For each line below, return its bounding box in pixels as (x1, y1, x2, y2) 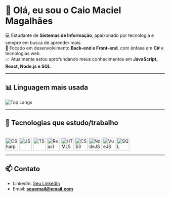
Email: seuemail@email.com (12, 186, 73, 192)
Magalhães (5, 15, 53, 27)
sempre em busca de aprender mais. (5, 39, 82, 45)
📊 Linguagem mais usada (5, 83, 89, 92)
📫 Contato (5, 164, 40, 173)
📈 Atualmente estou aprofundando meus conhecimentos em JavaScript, (5, 56, 158, 62)
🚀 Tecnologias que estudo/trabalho (5, 119, 118, 127)
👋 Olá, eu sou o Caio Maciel (5, 5, 121, 16)
